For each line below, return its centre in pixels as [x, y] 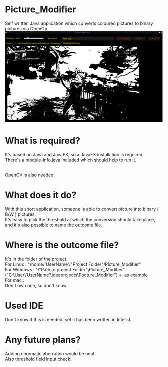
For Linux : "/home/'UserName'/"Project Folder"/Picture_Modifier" [73, 264]
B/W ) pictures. [21, 214]
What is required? [43, 141]
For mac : [15, 280]
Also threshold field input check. [38, 359]
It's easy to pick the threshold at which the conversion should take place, [80, 219]
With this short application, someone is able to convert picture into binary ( [82, 209]
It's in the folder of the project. [36, 259]
